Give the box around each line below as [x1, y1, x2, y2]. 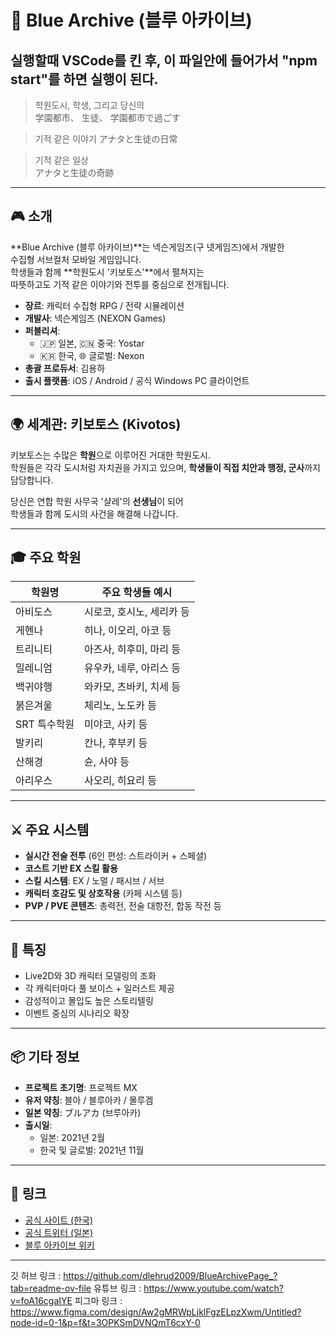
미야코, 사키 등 [84, 717, 148, 731]
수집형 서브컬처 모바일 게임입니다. [10, 253, 142, 265]
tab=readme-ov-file [10, 1282, 92, 1294]
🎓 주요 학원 [10, 549, 82, 566]
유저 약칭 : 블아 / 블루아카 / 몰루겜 [24, 1094, 154, 1106]
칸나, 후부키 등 [84, 736, 148, 750]
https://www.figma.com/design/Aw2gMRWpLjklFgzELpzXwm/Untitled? [10, 1306, 302, 1318]
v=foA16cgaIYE [10, 1294, 73, 1306]
